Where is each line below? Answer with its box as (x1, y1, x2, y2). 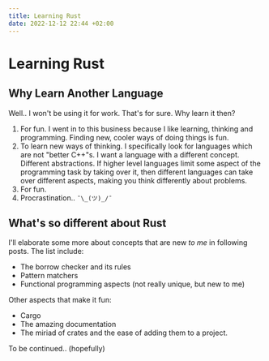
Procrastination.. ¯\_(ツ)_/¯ (19, 192, 113, 203)
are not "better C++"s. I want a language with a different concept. (19, 149, 240, 159)
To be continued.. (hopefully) (8, 344, 105, 354)
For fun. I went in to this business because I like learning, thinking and (19, 123, 254, 134)
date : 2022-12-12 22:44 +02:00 (8, 19, 114, 28)
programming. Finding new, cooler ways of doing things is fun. (19, 132, 229, 142)
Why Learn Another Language (8, 87, 164, 101)
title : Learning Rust (8, 11, 82, 20)
